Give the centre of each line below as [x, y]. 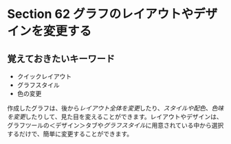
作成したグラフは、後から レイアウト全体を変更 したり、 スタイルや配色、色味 [115, 108]
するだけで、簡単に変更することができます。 [70, 134]
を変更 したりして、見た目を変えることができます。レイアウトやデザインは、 [115, 117]
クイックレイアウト [44, 76]
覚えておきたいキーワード [61, 59]
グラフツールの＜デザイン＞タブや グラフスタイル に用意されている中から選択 [115, 125]
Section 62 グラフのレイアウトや [100, 14]
